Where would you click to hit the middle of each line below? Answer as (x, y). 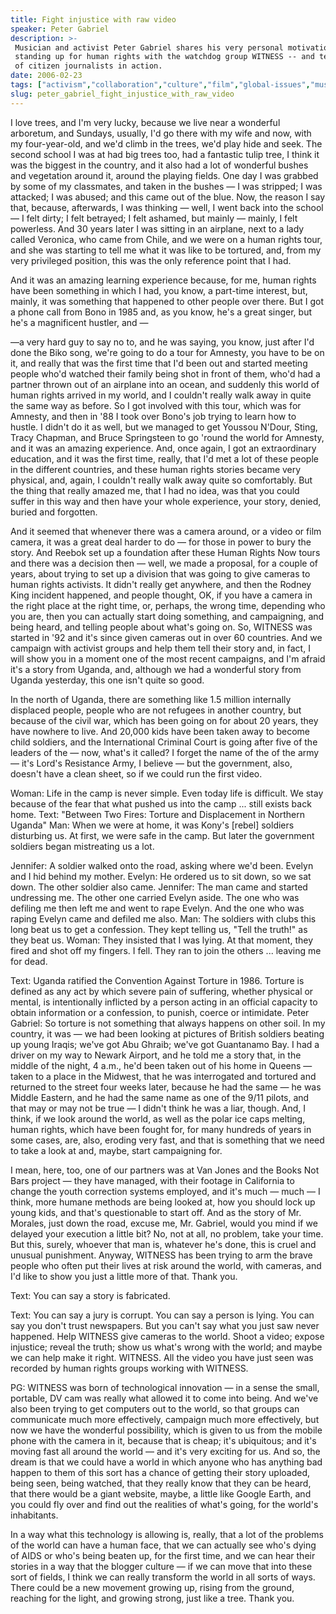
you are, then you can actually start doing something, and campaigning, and (167, 616)
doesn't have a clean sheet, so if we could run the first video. (136, 773)
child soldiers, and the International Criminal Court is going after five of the (164, 742)
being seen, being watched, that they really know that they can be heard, (161, 1483)
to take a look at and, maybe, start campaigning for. (116, 1150)
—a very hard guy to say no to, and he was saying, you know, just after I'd (162, 342)
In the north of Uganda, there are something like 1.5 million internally (151, 699)
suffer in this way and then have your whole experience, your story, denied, (166, 501)
